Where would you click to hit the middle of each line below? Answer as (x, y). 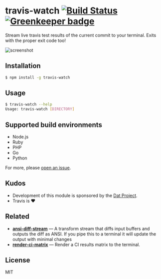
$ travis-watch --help (29, 104)
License (18, 260)
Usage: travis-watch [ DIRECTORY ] (40, 109)
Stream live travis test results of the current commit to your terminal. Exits (81, 35)
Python (20, 158)
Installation (23, 66)
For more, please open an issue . (38, 168)
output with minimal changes (42, 239)
